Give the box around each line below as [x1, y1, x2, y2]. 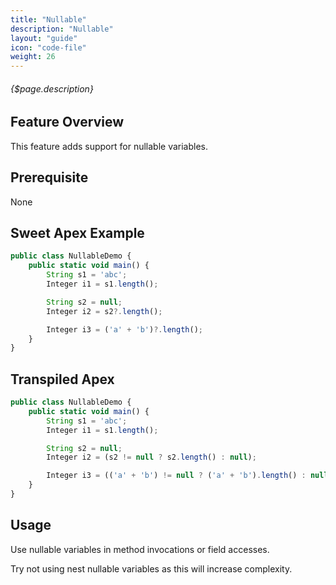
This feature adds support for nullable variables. [10, 140, 209, 152]
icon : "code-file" [10, 42, 87, 53]
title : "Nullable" [10, 14, 87, 25]
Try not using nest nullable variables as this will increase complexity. [10, 562, 293, 575]
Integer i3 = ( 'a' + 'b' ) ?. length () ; [46, 324, 203, 335]
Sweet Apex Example [10, 224, 145, 241]
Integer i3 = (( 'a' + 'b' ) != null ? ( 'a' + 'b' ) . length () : [46, 471, 307, 481]
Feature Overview [10, 114, 125, 131]
